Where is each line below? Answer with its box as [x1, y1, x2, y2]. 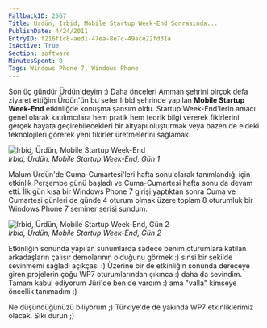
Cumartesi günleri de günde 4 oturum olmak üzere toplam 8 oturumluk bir [8, 195, 254, 204]
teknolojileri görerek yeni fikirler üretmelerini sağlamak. [8, 129, 191, 139]
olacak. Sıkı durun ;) [8, 310, 75, 320]
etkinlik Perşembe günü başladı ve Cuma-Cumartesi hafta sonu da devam [8, 178, 253, 187]
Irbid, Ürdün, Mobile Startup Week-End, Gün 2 [8, 228, 162, 238]
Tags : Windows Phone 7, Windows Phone [8, 65, 139, 73]
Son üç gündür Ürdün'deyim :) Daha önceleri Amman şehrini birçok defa [8, 86, 248, 96]
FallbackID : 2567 [8, 11, 67, 20]
